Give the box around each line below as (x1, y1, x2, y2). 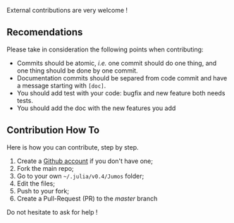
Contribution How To (6, 124, 100, 136)
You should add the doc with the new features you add (16, 104, 176, 112)
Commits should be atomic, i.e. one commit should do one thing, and (16, 59, 217, 67)
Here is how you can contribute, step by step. (6, 143, 139, 151)
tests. (16, 96, 33, 104)
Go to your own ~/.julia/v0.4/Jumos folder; (16, 171, 144, 180)
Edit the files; (16, 179, 56, 188)
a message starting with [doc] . (16, 81, 106, 90)
